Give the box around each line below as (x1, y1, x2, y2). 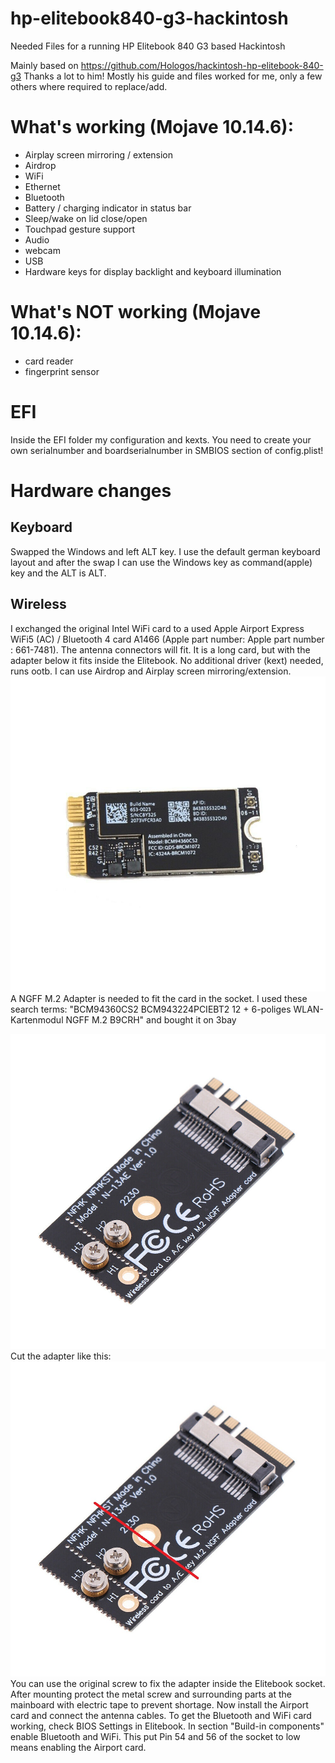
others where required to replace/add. (10, 80, 168, 92)
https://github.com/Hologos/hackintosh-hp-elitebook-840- (80, 59, 324, 71)
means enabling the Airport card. (10, 1741, 147, 1753)
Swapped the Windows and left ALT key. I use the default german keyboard (10, 545, 321, 557)
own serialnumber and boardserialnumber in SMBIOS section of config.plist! (10, 444, 324, 456)
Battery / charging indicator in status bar (24, 202, 192, 214)
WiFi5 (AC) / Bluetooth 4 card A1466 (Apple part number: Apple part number (10, 633, 325, 645)
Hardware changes (10, 479, 172, 502)
